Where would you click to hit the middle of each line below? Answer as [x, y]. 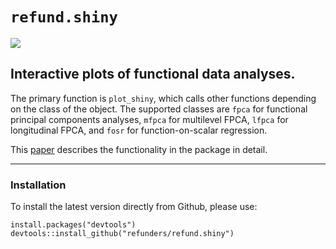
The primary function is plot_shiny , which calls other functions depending [163, 98]
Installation [38, 185]
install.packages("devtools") [73, 225]
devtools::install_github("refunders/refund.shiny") [122, 234]
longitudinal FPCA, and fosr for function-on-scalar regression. [139, 130]
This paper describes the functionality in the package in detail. [139, 149]
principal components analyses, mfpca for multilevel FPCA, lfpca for [149, 119]
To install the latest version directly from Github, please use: [134, 207]
